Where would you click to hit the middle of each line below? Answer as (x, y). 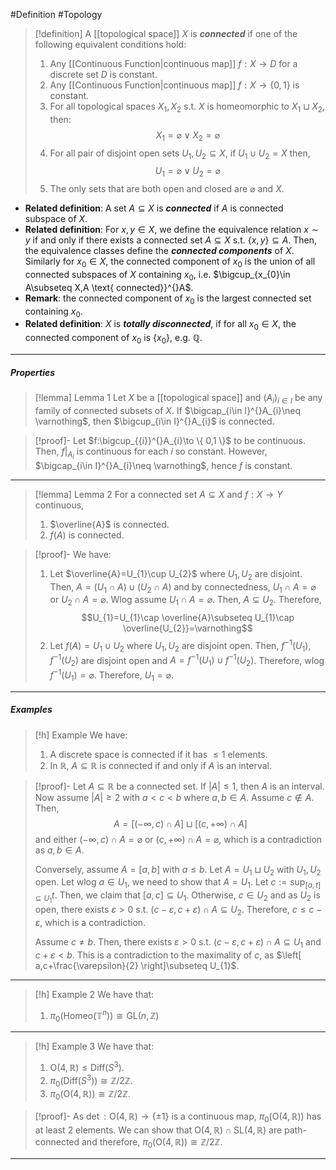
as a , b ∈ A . (59, 850)
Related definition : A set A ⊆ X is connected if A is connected (154, 208)
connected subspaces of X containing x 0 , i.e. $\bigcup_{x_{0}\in (157, 275)
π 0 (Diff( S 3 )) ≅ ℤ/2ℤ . (91, 1081)
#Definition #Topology (56, 14)
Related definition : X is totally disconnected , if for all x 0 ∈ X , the (160, 325)
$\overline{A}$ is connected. (109, 524)
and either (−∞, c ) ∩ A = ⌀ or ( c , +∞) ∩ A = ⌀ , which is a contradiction (178, 839)
